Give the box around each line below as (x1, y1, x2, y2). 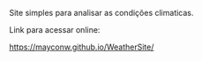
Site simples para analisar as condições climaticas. (9, 8, 194, 18)
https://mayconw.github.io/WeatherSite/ (9, 42, 154, 52)
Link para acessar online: (9, 25, 101, 34)
